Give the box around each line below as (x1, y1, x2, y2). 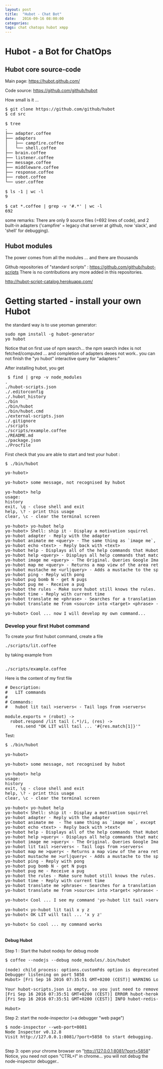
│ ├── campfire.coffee (5, 140, 64, 146)
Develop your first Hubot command (5, 622, 90, 629)
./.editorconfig (5, 389, 44, 395)
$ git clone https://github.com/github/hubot (5, 106, 115, 112)
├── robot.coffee (5, 174, 46, 180)
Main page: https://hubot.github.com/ (5, 78, 80, 84)
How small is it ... (5, 97, 39, 103)
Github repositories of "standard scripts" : (5, 264, 89, 270)
